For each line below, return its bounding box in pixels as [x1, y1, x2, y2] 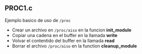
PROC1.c [5, 4, 33, 12]
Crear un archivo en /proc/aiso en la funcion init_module [12, 27, 132, 33]
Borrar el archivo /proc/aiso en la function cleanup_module [12, 42, 137, 49]
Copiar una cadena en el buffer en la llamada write [12, 32, 118, 38]
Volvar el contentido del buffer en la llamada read [12, 37, 115, 43]
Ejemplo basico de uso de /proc [5, 17, 71, 23]
